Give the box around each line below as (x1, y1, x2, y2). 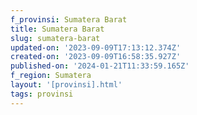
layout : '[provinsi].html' (10, 80, 123, 90)
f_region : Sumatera (10, 71, 92, 81)
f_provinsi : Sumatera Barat (10, 14, 128, 25)
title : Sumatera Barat (10, 24, 105, 34)
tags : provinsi (10, 89, 74, 99)
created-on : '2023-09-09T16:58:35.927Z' (10, 52, 182, 62)
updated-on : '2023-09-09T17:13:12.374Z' (10, 42, 182, 53)
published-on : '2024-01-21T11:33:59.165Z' (10, 61, 190, 71)
